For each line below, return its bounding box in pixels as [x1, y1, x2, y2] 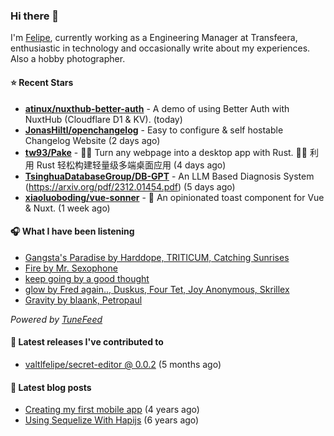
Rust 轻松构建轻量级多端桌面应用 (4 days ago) [36, 159, 227, 171]
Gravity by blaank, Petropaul [24, 294, 143, 306]
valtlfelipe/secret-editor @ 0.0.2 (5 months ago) [24, 358, 222, 370]
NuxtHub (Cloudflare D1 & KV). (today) [24, 113, 183, 125]
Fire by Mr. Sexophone [24, 262, 118, 274]
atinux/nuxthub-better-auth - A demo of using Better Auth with [24, 102, 290, 114]
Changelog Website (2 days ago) [24, 134, 161, 146]
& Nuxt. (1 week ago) [24, 202, 111, 214]
